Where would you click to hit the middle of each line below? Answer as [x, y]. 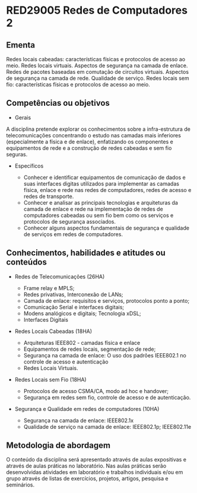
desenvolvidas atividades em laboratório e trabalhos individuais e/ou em [95, 472]
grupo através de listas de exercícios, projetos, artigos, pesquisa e [87, 479]
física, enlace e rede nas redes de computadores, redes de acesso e [107, 190]
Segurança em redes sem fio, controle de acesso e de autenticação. [107, 397]
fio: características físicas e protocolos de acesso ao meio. [78, 84]
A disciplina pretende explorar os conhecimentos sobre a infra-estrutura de [99, 129]
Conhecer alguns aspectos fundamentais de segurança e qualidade [107, 228]
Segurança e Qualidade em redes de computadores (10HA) [87, 409]
